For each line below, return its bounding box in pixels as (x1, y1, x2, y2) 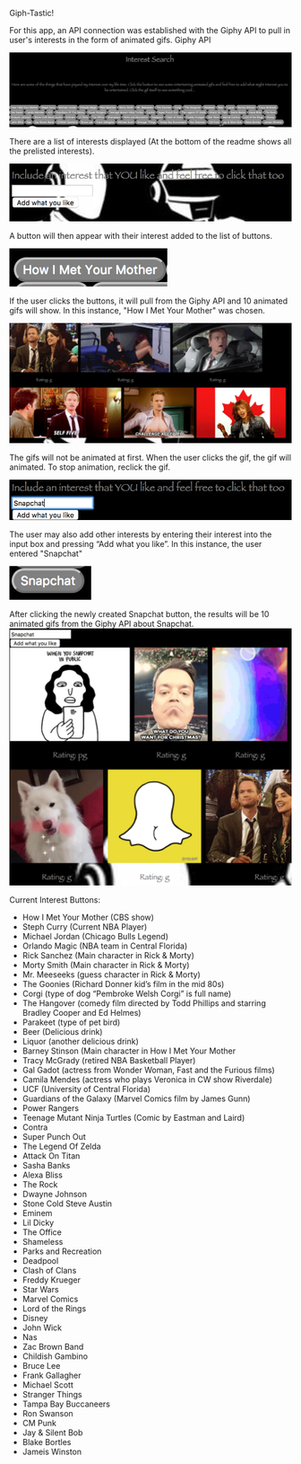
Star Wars (21, 1284, 60, 1294)
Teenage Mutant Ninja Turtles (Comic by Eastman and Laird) (21, 1113, 245, 1123)
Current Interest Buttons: (9, 895, 101, 905)
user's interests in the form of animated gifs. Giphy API (9, 35, 211, 45)
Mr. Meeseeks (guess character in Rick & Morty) (21, 969, 202, 980)
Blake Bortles (21, 1437, 72, 1447)
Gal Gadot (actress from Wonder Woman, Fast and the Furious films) (21, 1064, 275, 1075)
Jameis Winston (21, 1446, 82, 1457)
